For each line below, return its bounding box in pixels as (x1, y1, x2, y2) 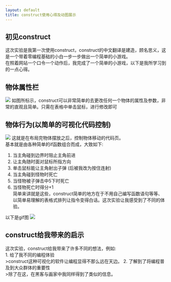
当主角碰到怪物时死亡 (12, 171, 58, 177)
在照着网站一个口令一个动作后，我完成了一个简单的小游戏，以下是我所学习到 (5, 60, 166, 66)
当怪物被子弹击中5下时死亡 (12, 177, 70, 184)
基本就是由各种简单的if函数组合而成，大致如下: (5, 141, 104, 147)
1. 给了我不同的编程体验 (5, 252, 55, 258)
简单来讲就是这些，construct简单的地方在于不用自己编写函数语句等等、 (12, 190, 163, 196)
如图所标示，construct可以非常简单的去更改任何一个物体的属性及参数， (11, 97, 162, 104)
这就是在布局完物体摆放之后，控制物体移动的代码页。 (11, 134, 124, 141)
